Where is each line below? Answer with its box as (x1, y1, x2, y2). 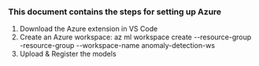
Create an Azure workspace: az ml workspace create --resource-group (19, 32, 252, 42)
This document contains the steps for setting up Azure (8, 6, 222, 17)
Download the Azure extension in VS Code (19, 24, 158, 34)
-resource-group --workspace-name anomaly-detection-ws (19, 41, 215, 50)
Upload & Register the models (19, 49, 117, 59)
